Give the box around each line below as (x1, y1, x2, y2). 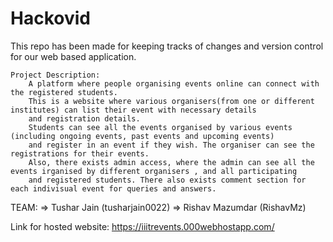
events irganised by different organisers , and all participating (10, 166, 298, 176)
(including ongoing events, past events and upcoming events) (10, 131, 275, 141)
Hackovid (10, 7, 91, 30)
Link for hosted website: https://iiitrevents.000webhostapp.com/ (10, 220, 275, 232)
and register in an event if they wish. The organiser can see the (28, 140, 315, 150)
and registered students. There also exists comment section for (28, 175, 307, 185)
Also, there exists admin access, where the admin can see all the (28, 157, 315, 167)
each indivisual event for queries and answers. (10, 183, 217, 194)
